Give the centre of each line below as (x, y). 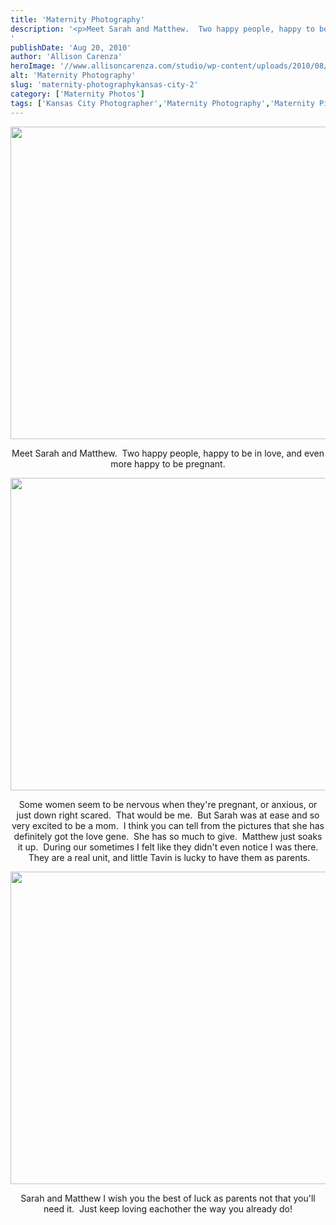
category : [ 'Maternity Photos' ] (77, 94)
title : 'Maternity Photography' (77, 19)
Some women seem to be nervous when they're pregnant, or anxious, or (168, 804)
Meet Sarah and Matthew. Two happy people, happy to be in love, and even (168, 453)
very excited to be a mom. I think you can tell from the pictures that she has (168, 825)
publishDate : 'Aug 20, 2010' (71, 47)
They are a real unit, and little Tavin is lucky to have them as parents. (169, 857)
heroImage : (33, 66)
